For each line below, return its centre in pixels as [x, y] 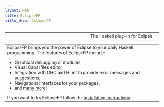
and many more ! [31, 88]
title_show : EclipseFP [28, 21]
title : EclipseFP [23, 15]
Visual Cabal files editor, [39, 67]
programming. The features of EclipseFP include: [56, 53]
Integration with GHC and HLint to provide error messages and [77, 73]
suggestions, [27, 78]
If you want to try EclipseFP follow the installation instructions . [69, 98]
